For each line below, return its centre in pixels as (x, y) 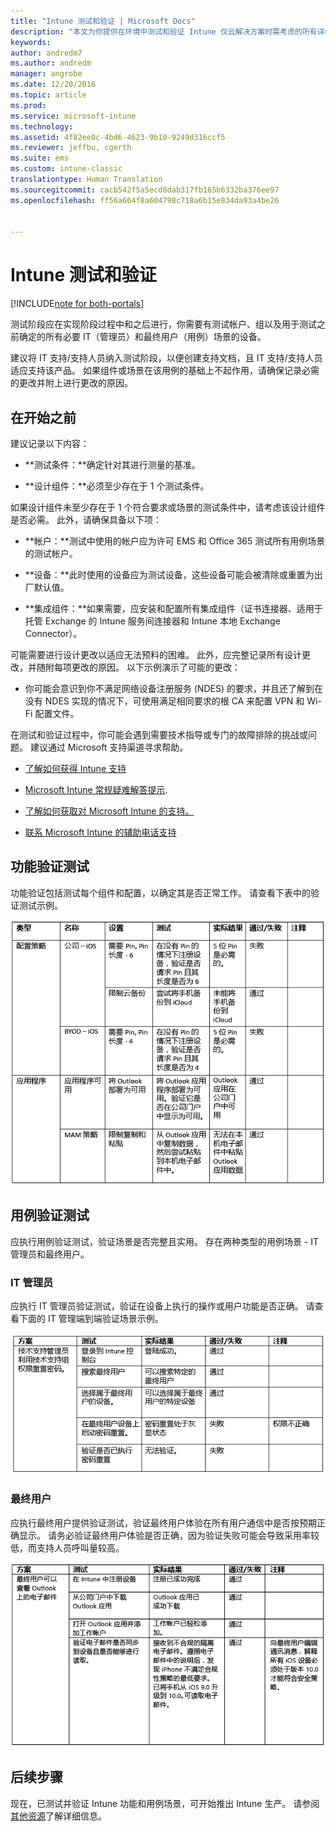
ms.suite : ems (40, 158)
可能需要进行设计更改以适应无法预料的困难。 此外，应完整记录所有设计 (156, 654)
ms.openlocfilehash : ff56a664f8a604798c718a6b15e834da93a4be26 (145, 200)
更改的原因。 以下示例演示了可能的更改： (156, 667)
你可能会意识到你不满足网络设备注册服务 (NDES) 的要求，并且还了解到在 (173, 688)
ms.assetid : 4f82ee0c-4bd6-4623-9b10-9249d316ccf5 (118, 137)
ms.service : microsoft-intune (73, 116)
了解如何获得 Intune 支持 (75, 768)
